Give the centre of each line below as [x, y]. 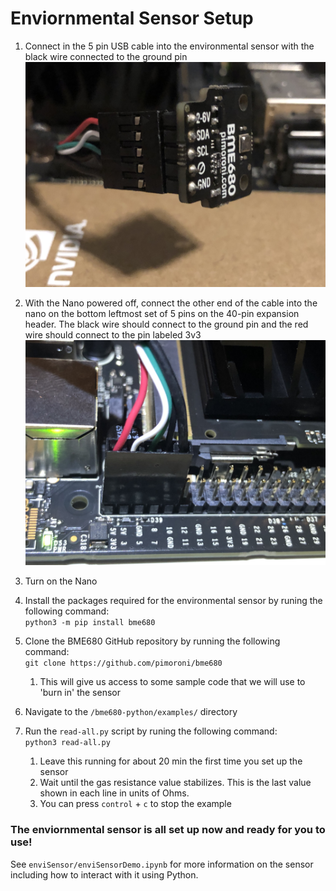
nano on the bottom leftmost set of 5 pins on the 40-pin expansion [162, 314]
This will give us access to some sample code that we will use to [172, 682]
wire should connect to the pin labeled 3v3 [113, 335]
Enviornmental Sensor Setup [132, 18]
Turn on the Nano [61, 581]
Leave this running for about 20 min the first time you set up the [171, 761]
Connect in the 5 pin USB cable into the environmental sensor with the [169, 46]
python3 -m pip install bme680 [90, 623]
